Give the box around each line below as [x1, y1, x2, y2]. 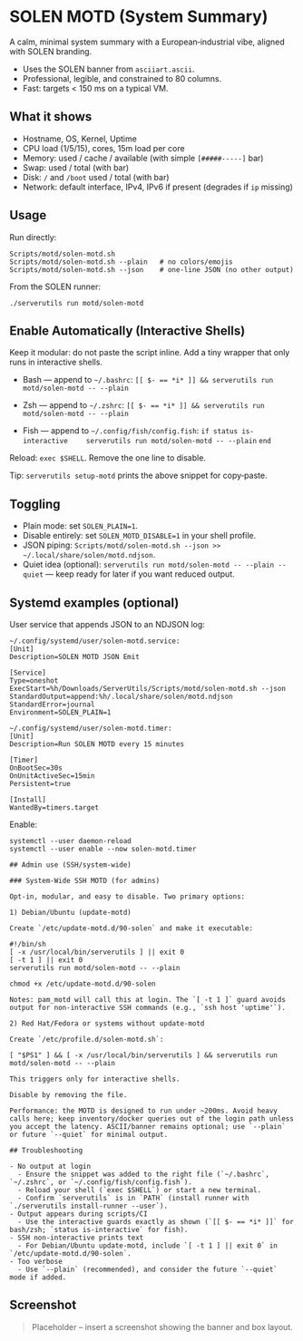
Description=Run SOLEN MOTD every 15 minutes [9, 740, 184, 749]
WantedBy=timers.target [9, 803, 100, 812]
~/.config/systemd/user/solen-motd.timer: [9, 724, 172, 733]
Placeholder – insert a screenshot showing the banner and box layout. [31, 1321, 293, 1332]
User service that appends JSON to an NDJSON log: [9, 619, 206, 629]
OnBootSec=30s [9, 763, 64, 773]
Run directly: [9, 231, 57, 242]
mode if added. [9, 1273, 67, 1282]
